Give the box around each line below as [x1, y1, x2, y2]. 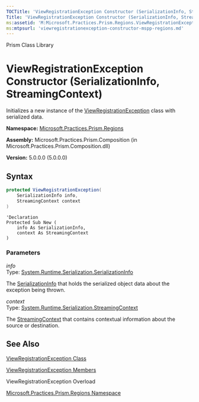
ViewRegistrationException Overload [6, 378, 96, 385]
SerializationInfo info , [17, 192, 78, 199]
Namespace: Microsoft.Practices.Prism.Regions [6, 125, 124, 132]
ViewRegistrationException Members [6, 366, 97, 374]
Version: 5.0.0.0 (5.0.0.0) [6, 154, 68, 161]
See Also [6, 339, 40, 349]
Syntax [6, 171, 33, 181]
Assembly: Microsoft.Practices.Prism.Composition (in [6, 136, 137, 143]
